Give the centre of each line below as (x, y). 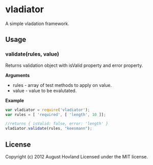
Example (15, 100)
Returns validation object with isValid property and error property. (74, 65)
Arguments (18, 75)
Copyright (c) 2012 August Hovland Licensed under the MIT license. (76, 156)
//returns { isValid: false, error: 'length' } (57, 124)
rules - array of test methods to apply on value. (62, 85)
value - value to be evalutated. (45, 90)
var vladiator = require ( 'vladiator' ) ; (48, 110)
